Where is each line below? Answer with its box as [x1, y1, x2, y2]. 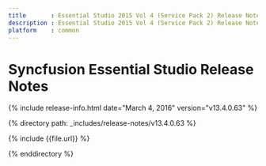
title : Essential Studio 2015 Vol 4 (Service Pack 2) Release [8, 11, 243, 20]
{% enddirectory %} [8, 149, 74, 159]
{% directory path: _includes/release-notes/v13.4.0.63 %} [8, 119, 196, 128]
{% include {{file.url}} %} [8, 134, 90, 143]
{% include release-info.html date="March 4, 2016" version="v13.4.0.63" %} [8, 104, 258, 113]
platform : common [8, 26, 80, 34]
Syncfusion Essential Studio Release [8, 60, 254, 78]
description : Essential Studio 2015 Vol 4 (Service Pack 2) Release [8, 19, 243, 27]
